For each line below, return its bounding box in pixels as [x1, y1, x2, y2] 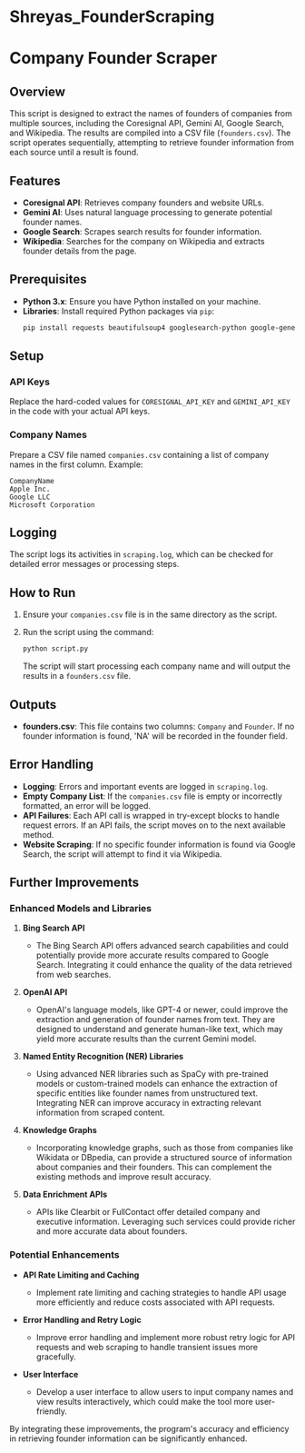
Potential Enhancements [9, 1249, 120, 1261]
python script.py [22, 644, 89, 653]
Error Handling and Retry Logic [22, 1314, 143, 1325]
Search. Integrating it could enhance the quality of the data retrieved [35, 960, 292, 970]
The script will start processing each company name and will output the [22, 661, 290, 672]
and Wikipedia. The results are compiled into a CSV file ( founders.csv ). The [9, 127, 291, 138]
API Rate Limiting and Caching [22, 1269, 140, 1280]
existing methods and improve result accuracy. [35, 1171, 212, 1182]
